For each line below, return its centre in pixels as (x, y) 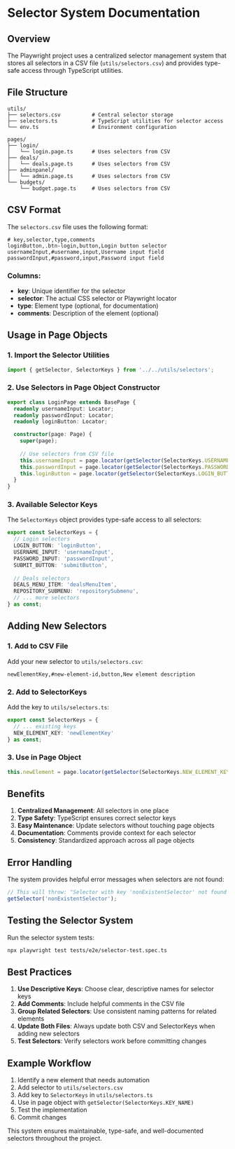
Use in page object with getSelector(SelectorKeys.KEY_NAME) (106, 1103)
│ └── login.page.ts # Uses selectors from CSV (89, 151)
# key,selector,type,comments (51, 240)
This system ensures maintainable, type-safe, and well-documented (106, 1131)
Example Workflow (49, 1063)
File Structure (37, 93)
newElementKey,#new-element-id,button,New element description (101, 674)
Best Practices (40, 972)
